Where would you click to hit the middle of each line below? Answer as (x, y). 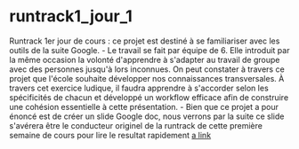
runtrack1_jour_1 (71, 16)
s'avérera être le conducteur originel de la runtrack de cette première (136, 125)
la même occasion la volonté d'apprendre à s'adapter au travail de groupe (145, 59)
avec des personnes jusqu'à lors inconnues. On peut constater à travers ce (147, 69)
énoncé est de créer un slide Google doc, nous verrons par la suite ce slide (147, 116)
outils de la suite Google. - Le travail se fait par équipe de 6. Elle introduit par (149, 50)
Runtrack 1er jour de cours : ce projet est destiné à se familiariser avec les (145, 41)
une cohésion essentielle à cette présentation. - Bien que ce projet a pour (144, 106)
